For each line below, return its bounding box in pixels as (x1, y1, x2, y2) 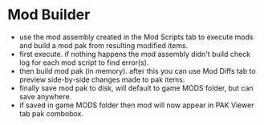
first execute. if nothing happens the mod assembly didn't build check (18, 49, 250, 58)
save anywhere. (18, 91, 72, 101)
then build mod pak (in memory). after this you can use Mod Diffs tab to (18, 66, 256, 75)
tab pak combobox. (18, 108, 83, 118)
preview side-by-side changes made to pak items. (18, 75, 185, 84)
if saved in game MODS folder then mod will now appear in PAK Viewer (18, 100, 254, 110)
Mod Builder (7, 6, 91, 24)
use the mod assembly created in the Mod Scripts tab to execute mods (18, 32, 254, 42)
